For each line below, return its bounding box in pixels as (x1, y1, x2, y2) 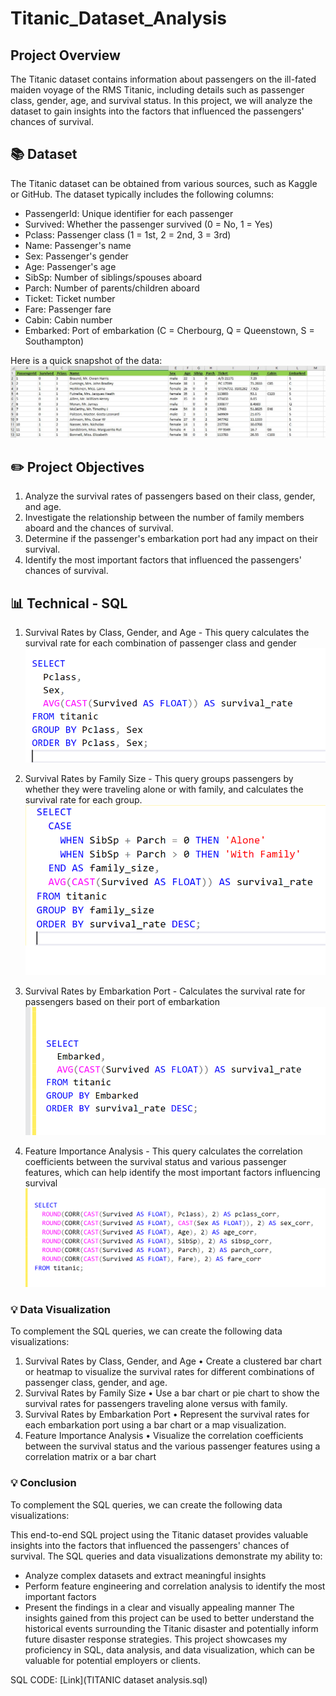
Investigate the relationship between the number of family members (24, 512, 305, 524)
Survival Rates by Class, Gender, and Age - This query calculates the (24, 627, 310, 639)
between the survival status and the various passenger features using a (24, 1440, 321, 1452)
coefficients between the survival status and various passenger (24, 1155, 287, 1167)
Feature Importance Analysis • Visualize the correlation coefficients (24, 1430, 304, 1442)
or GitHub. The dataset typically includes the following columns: (10, 188, 275, 200)
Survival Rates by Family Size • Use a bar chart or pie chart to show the (24, 1387, 320, 1399)
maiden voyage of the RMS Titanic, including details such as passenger (10, 84, 305, 96)
